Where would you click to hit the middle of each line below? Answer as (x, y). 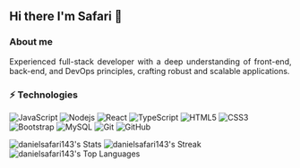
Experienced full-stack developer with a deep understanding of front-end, (150, 61)
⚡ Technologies (44, 95)
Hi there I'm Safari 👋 (66, 17)
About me (31, 42)
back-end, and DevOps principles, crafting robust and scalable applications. (150, 71)
